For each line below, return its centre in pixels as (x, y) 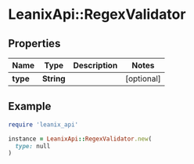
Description (95, 66)
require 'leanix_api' (43, 124)
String (54, 78)
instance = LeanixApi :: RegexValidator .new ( (80, 139)
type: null (33, 146)
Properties (34, 44)
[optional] (143, 78)
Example (30, 106)
